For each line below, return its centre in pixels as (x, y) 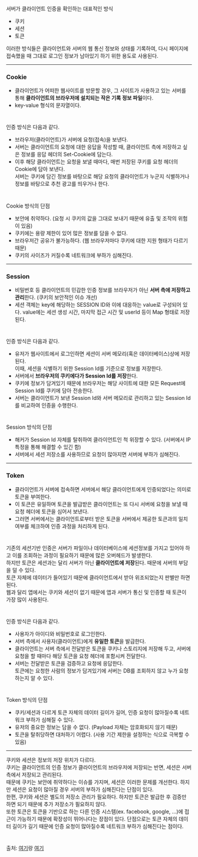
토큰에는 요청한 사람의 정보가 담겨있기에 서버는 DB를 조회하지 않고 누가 (96, 671)
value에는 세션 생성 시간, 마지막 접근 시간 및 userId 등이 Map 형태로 (101, 312)
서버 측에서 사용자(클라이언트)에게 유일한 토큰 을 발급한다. (80, 641)
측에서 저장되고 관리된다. (34, 775)
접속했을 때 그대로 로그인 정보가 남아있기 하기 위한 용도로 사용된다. (82, 56)
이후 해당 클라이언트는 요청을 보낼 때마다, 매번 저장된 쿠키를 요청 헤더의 (96, 162)
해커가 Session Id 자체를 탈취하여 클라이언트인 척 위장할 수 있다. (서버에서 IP (103, 440)
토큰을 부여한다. (33, 497)
